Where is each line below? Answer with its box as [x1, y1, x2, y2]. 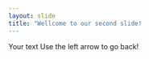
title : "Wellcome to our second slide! [8, 19, 143, 27]
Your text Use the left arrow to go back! [8, 41, 139, 51]
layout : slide [8, 11, 56, 20]
